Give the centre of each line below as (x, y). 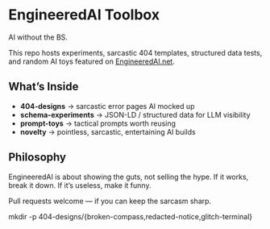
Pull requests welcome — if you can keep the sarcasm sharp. (110, 201)
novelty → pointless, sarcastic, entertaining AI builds (108, 131)
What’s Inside (44, 87)
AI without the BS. (38, 37)
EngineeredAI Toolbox (84, 15)
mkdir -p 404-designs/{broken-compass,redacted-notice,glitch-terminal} (131, 216)
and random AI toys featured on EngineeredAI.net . (91, 61)
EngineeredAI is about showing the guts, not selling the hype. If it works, (129, 177)
